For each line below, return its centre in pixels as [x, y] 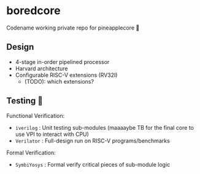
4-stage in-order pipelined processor [62, 61]
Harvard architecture [41, 68]
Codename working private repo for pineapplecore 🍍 [73, 28]
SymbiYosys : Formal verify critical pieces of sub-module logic [93, 164]
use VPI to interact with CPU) [52, 134]
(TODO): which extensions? [59, 81]
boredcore [33, 11]
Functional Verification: [36, 116]
